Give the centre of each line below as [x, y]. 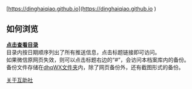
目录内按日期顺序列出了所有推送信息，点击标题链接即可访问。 [83, 52]
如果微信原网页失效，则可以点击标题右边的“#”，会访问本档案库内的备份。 [98, 60]
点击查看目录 [22, 44]
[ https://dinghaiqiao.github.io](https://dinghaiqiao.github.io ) [81, 9]
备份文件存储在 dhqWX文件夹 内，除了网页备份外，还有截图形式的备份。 [95, 67]
